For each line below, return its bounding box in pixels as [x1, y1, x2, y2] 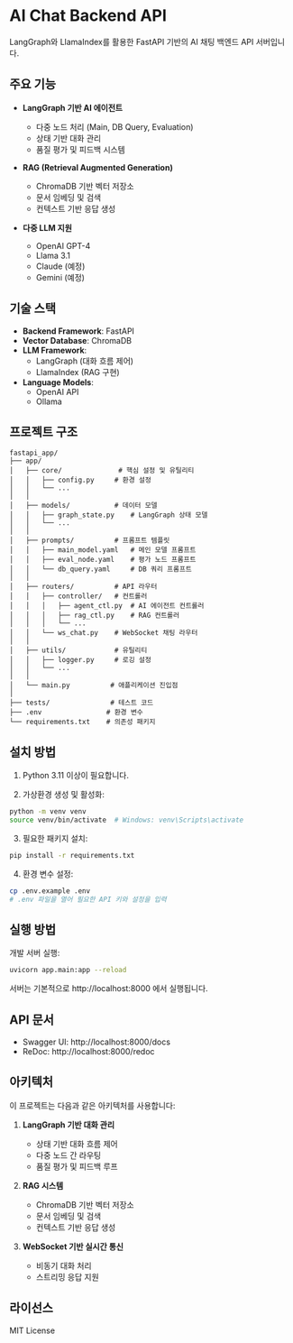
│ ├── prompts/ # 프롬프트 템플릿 [9, 536, 170, 546]
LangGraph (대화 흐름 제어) [35, 355, 133, 366]
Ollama [35, 396, 63, 407]
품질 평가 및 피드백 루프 [35, 1161, 119, 1172]
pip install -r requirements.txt [9, 851, 135, 860]
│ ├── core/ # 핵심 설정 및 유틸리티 [9, 466, 195, 475]
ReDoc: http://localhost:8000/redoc [22, 1046, 155, 1057]
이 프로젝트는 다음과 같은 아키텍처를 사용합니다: [9, 1099, 176, 1110]
